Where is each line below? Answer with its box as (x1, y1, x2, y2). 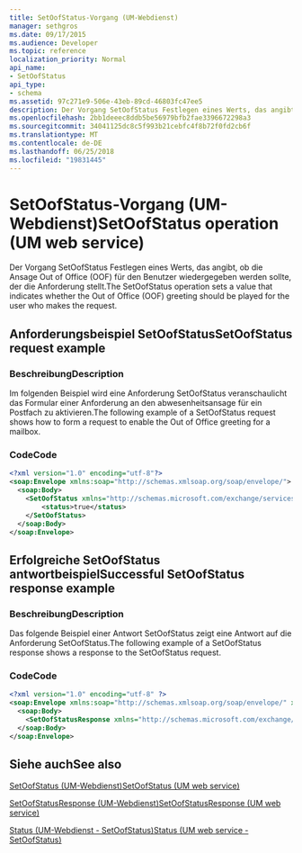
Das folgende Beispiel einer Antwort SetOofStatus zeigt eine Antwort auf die (9, 628, 292, 639)
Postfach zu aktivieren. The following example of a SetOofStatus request (9, 407, 276, 418)
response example (9, 580, 115, 596)
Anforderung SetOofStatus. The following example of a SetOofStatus (9, 638, 262, 649)
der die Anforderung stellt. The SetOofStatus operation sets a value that (9, 281, 273, 292)
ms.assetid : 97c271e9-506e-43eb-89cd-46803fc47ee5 (9, 96, 203, 106)
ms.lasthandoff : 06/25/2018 (9, 147, 115, 156)
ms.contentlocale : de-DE (9, 139, 102, 148)
